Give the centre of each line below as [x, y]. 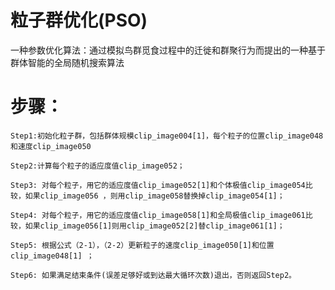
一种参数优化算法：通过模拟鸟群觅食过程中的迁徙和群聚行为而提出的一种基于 [168, 50]
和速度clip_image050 [51, 146]
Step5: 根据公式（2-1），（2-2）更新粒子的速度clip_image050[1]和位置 [142, 245]
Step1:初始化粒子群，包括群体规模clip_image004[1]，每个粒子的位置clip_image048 [167, 136]
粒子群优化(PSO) [79, 20]
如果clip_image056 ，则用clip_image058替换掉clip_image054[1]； [154, 196]
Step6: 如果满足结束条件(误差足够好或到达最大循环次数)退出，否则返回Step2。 [153, 275]
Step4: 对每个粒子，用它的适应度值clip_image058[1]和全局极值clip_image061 [158, 215]
